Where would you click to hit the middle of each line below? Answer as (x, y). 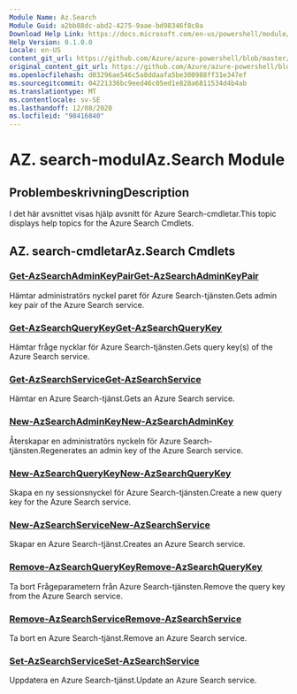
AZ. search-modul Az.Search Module (147, 160)
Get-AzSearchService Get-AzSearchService (105, 380)
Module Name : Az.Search (53, 17)
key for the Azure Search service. (70, 502)
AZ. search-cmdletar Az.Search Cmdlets (122, 251)
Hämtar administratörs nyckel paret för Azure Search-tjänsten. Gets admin (143, 295)
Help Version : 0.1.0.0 (51, 42)
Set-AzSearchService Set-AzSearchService (105, 660)
